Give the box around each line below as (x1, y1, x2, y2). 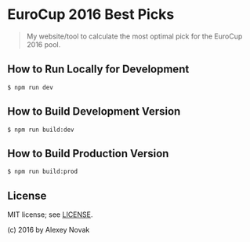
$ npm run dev (7, 83, 54, 91)
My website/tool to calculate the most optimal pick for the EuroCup (26, 31, 243, 41)
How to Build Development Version (7, 104, 181, 119)
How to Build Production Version (7, 147, 169, 160)
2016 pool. (26, 39, 61, 49)
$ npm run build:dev (7, 126, 75, 134)
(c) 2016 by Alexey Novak (7, 225, 90, 235)
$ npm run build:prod (7, 167, 78, 176)
